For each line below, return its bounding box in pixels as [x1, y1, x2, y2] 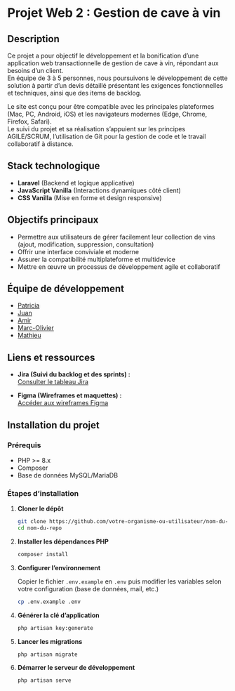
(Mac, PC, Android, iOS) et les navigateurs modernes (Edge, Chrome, [7, 110, 208, 118]
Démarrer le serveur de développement [17, 664, 135, 672]
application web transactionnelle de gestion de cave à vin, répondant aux [7, 59, 219, 67]
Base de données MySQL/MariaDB [17, 470, 118, 479]
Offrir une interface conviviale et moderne [17, 247, 139, 256]
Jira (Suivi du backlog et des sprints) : [17, 370, 131, 379]
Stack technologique [7, 160, 100, 172]
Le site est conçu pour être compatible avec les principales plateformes [7, 103, 215, 110]
